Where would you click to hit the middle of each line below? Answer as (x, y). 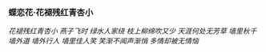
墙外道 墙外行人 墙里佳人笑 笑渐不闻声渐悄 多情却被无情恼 (103, 41)
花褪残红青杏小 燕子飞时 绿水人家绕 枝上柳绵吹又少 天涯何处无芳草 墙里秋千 (133, 31)
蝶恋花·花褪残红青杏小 (51, 12)
